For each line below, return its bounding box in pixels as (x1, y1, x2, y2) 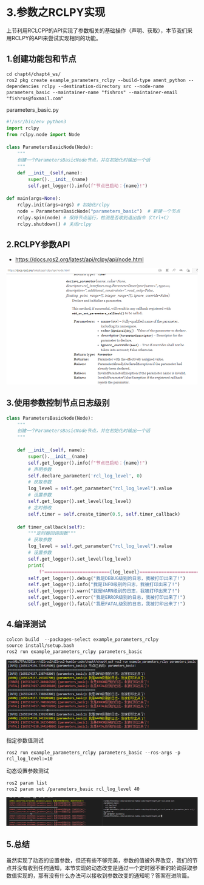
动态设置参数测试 (6, 767, 49, 774)
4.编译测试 (6, 619, 47, 629)
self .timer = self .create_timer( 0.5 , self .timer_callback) (28, 511, 181, 517)
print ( (28, 562, 45, 569)
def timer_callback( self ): (17, 524, 86, 530)
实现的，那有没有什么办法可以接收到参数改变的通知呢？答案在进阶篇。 (16, 872, 192, 879)
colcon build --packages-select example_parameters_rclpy (6, 636, 159, 643)
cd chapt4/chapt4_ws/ (6, 71, 61, 77)
